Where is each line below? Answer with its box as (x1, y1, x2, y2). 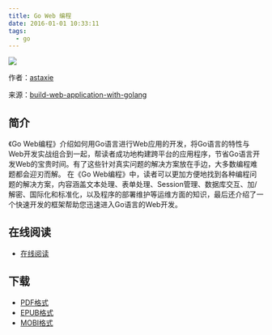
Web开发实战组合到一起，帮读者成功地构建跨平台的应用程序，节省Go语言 (8, 149, 253, 159)
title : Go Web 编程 (8, 11, 72, 20)
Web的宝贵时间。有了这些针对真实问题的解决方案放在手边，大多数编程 (15, 159, 251, 169)
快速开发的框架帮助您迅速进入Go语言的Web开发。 (15, 200, 182, 210)
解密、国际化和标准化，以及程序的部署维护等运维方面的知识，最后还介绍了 (8, 189, 257, 199)
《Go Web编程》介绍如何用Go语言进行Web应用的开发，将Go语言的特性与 (8, 139, 250, 149)
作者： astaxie (8, 73, 54, 83)
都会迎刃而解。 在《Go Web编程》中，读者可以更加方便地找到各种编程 (15, 169, 250, 179)
